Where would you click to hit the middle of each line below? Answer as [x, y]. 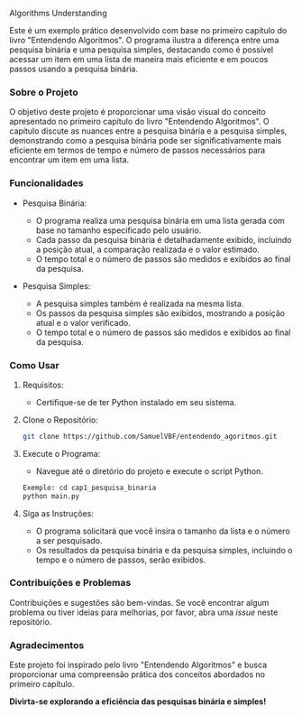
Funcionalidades [46, 183]
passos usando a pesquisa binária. [73, 69]
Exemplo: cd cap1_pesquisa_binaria [89, 488]
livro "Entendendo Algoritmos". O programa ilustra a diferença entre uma [144, 40]
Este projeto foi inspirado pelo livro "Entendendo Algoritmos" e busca [138, 665]
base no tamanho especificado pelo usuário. [119, 230]
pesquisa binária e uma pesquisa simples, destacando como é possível [141, 50]
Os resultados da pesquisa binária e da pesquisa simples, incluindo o [164, 550]
